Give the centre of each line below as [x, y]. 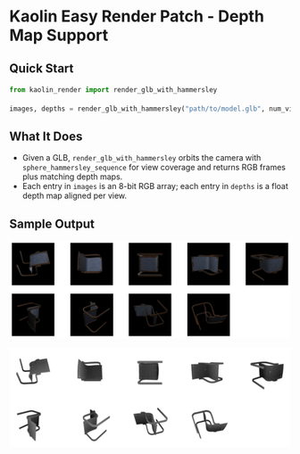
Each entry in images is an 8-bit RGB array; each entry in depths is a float [155, 186]
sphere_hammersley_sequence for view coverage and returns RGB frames [154, 168]
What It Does [46, 137]
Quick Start [42, 68]
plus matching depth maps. [72, 177]
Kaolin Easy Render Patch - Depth [137, 17]
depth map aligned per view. [75, 196]
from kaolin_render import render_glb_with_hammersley [113, 90]
